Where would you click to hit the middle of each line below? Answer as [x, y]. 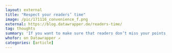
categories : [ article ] [29, 43]
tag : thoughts [20, 29]
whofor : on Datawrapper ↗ [33, 38]
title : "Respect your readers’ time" [46, 15]
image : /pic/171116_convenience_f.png [47, 19]
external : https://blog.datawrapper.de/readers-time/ [64, 24]
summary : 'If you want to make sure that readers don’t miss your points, [87, 33]
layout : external [24, 10]
